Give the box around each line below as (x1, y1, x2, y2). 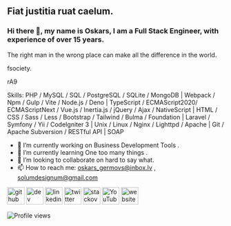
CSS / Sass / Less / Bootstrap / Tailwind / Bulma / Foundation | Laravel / (7, 113, 210, 121)
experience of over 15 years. (7, 35, 105, 44)
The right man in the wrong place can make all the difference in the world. (7, 50, 217, 59)
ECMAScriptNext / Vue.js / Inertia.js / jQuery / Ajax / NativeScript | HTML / (7, 105, 218, 113)
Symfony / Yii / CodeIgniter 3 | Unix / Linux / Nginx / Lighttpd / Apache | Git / (7, 120, 224, 129)
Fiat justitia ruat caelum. (7, 6, 114, 17)
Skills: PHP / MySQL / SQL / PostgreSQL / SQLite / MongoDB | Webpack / (7, 91, 216, 99)
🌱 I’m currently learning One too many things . (17, 148, 148, 156)
